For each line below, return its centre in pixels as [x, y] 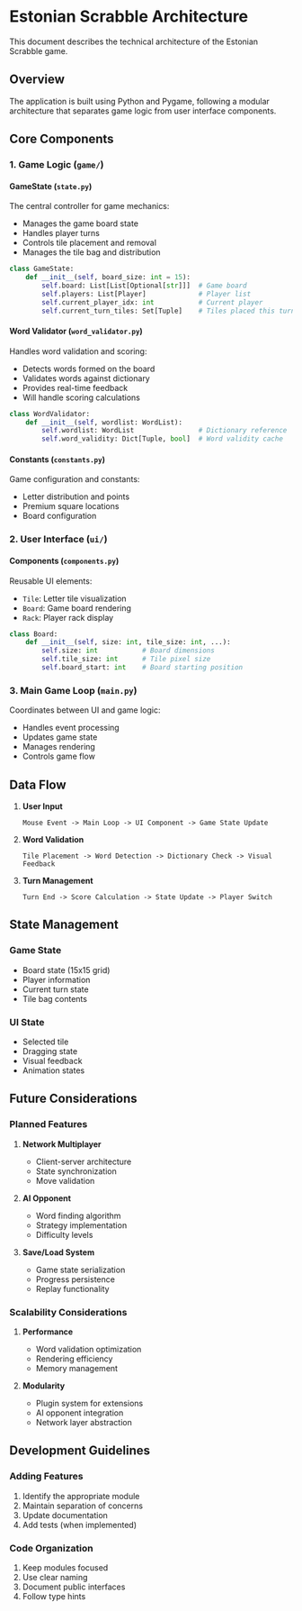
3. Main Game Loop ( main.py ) [73, 690]
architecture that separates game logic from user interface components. [143, 111]
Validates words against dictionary [86, 378]
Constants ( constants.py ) [58, 459]
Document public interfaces [74, 1587]
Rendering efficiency [74, 1359]
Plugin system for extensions [89, 1403]
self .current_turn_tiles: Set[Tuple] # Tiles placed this [159, 311]
